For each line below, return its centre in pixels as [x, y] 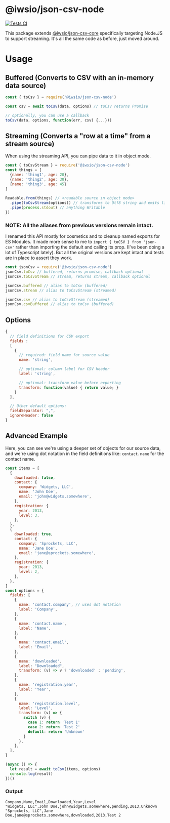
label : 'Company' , [38, 609]
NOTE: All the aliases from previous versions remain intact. [79, 225]
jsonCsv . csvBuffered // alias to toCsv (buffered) [60, 304]
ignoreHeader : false [31, 416]
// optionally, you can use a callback [47, 115]
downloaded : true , [34, 534]
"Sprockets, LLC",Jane [29, 811]
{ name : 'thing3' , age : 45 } [38, 184]
